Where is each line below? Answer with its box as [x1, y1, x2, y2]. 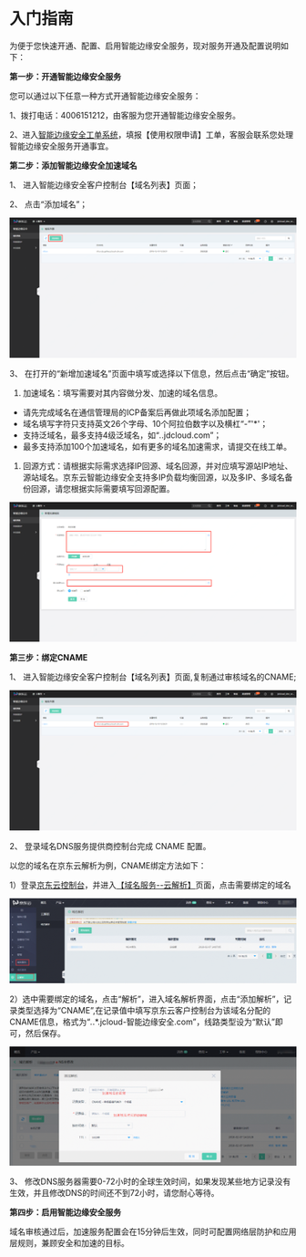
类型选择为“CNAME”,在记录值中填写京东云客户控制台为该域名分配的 [16, 1004, 271, 1015]
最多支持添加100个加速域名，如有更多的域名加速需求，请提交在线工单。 [22, 441, 292, 452]
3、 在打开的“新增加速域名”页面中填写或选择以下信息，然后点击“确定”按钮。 [9, 368, 294, 379]
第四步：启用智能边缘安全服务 [9, 1207, 121, 1218]
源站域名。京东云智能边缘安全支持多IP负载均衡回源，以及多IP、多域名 [22, 472, 285, 483]
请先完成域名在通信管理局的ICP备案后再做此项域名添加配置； [22, 407, 252, 418]
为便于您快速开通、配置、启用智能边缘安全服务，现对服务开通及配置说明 [9, 40, 280, 51]
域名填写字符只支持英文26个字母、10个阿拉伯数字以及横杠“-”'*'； [22, 418, 269, 429]
